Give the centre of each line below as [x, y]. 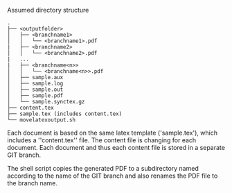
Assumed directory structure [48, 10]
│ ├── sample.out [35, 90]
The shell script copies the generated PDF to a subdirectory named [103, 168]
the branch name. [32, 183]
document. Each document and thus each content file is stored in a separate [116, 148]
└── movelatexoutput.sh [42, 120]
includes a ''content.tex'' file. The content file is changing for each [102, 140]
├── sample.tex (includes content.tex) [65, 114]
